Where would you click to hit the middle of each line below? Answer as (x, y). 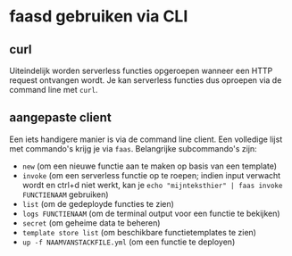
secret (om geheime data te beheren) (91, 223)
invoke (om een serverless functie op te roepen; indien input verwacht (151, 175)
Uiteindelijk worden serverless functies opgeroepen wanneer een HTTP (141, 70)
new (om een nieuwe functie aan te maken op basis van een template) (150, 166)
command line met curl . (54, 90)
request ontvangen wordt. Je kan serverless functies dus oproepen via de (146, 80)
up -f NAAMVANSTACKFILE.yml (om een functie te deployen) (129, 242)
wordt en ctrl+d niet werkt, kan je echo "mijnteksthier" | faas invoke (152, 185)
